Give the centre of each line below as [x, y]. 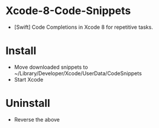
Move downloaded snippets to [51, 67]
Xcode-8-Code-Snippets [68, 11]
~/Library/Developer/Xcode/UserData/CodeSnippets [78, 73]
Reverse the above [37, 119]
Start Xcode [29, 79]
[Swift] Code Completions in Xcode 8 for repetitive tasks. [83, 27]
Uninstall [28, 103]
